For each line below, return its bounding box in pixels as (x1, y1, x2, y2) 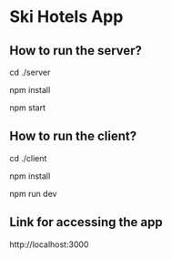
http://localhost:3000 (9, 239, 89, 250)
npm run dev (9, 188, 57, 199)
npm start (9, 102, 46, 113)
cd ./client (9, 152, 47, 163)
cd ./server (9, 67, 51, 78)
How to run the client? (9, 129, 137, 144)
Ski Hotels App (9, 6, 124, 27)
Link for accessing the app (9, 214, 164, 230)
